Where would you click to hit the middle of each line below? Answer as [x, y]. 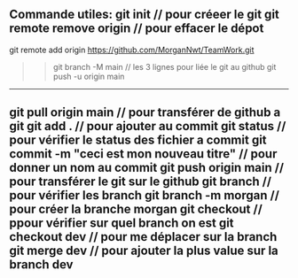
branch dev [41, 265]
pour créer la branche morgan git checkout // [136, 209]
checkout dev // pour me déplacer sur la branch [143, 237]
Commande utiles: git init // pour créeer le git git [144, 15]
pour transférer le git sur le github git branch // [141, 182]
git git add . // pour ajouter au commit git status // [148, 126]
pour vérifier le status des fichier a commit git [138, 140]
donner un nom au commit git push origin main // [147, 168]
